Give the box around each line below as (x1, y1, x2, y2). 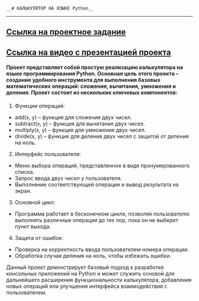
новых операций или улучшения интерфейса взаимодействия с (6, 283, 168, 290)
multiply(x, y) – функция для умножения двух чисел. (14, 126, 146, 134)
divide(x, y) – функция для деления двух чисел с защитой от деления (14, 132, 189, 140)
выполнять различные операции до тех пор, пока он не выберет (14, 216, 179, 223)
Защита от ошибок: (14, 234, 63, 241)
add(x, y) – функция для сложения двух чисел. (14, 113, 132, 121)
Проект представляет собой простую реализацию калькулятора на (6, 64, 184, 71)
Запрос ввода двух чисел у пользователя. (14, 175, 123, 182)
